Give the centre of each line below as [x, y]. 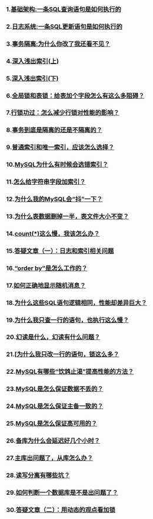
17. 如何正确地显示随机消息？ [46, 285]
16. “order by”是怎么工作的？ [47, 268]
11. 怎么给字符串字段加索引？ [46, 182]
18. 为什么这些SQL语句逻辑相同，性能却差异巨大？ [76, 302]
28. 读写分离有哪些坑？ [38, 475]
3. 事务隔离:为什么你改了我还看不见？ [58, 44]
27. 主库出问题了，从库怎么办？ [49, 458]
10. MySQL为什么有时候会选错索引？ [57, 165]
